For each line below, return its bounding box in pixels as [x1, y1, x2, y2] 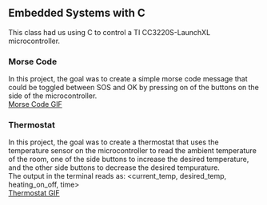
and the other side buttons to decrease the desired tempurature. [8, 163, 220, 172]
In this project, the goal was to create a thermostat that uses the [8, 137, 219, 147]
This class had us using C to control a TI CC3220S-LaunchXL [8, 27, 211, 37]
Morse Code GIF [8, 100, 62, 109]
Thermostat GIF [8, 188, 60, 198]
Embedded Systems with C [8, 6, 145, 20]
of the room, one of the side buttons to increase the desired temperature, [8, 155, 249, 164]
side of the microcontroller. [8, 91, 98, 101]
